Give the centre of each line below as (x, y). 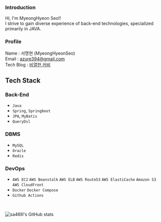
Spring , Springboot (31, 111)
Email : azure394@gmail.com (35, 59)
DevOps (15, 168)
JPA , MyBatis (25, 116)
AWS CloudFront (28, 185)
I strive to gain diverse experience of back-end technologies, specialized (79, 23)
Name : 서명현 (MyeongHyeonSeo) (40, 53)
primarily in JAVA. (23, 29)
